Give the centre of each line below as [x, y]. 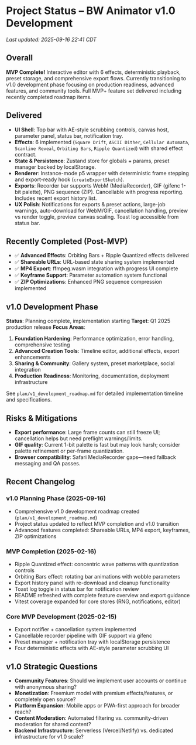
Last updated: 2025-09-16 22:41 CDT [51, 39]
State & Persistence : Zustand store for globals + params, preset [92, 161]
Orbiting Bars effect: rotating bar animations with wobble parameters [97, 576]
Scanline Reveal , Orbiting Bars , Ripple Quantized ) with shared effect [99, 148]
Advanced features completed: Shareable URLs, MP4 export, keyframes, [102, 530]
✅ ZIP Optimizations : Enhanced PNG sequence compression [88, 282]
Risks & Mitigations [42, 418]
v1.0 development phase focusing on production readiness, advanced [90, 84]
